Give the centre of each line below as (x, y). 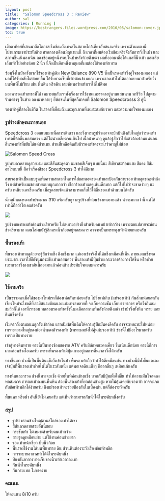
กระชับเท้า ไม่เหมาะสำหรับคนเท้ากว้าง (42, 432)
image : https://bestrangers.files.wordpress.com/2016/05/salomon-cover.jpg (84, 28)
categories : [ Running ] (30, 23)
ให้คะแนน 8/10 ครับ (22, 494)
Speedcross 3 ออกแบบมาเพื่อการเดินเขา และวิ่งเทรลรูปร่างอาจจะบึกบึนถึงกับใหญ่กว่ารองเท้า (81, 133)
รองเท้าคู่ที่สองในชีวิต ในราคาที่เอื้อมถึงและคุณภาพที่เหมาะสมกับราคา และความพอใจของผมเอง (79, 109)
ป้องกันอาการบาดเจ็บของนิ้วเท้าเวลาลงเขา (45, 459)
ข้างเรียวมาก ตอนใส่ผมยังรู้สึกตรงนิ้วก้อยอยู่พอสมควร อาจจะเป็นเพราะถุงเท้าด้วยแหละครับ (76, 230)
